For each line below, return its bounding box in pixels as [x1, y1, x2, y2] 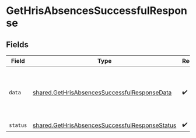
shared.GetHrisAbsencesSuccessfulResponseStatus [33, 121, 177, 129]
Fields [6, 40, 29, 49]
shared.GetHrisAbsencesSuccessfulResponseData [33, 89, 172, 97]
